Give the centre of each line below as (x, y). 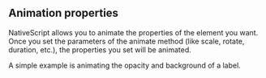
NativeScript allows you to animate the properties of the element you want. (133, 32)
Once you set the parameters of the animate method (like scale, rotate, (127, 41)
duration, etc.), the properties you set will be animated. (100, 49)
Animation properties (64, 13)
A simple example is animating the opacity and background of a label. (124, 65)
